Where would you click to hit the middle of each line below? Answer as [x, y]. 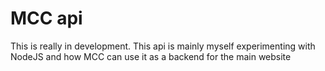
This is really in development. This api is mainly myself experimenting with [163, 46]
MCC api [46, 18]
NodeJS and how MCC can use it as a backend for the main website [151, 56]
